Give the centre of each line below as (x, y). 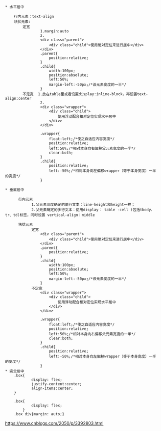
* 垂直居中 (15, 190)
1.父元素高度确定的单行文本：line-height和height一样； (83, 205)
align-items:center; (52, 388)
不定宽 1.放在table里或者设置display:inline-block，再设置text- (85, 94)
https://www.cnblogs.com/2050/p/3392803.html (54, 423)
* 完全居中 (15, 371)
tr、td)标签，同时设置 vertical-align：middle (50, 215)
